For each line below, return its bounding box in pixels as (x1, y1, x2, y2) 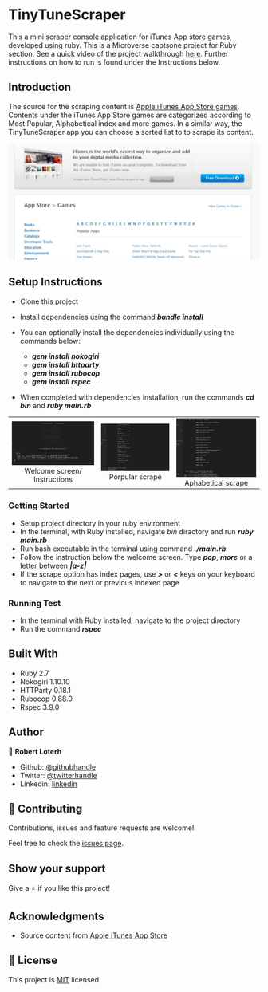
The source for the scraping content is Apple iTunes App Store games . (8, 101, 240, 111)
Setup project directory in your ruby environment (19, 518, 181, 528)
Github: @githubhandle (19, 762, 97, 771)
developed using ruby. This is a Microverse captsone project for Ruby (8, 40, 237, 49)
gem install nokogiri (31, 351, 100, 360)
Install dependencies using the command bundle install (19, 312, 203, 321)
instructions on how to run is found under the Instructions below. (8, 57, 221, 67)
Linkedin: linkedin (19, 779, 77, 789)
